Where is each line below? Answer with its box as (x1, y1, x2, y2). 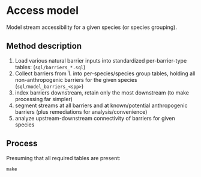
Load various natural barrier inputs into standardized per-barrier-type (14, 57, 187, 64)
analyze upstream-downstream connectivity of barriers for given (14, 114, 175, 122)
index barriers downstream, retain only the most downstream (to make (14, 88, 190, 96)
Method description (6, 41, 82, 51)
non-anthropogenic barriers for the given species (14, 76, 137, 83)
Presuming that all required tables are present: (6, 154, 121, 161)
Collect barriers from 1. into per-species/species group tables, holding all (14, 70, 196, 77)
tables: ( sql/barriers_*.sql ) (14, 63, 86, 70)
